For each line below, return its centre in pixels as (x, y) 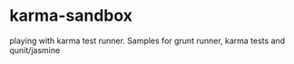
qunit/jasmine (35, 50)
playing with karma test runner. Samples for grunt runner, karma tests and (147, 41)
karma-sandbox (71, 16)
